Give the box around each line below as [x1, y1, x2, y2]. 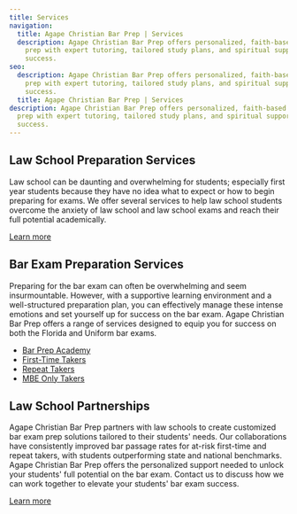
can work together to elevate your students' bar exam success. [9, 479, 240, 489]
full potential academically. [9, 214, 107, 224]
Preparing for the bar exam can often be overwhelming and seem [9, 280, 247, 291]
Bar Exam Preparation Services [9, 257, 184, 272]
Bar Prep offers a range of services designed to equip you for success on [9, 318, 277, 329]
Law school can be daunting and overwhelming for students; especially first [9, 176, 286, 187]
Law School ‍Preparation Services [9, 152, 196, 168]
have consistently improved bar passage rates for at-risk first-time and [9, 440, 267, 452]
